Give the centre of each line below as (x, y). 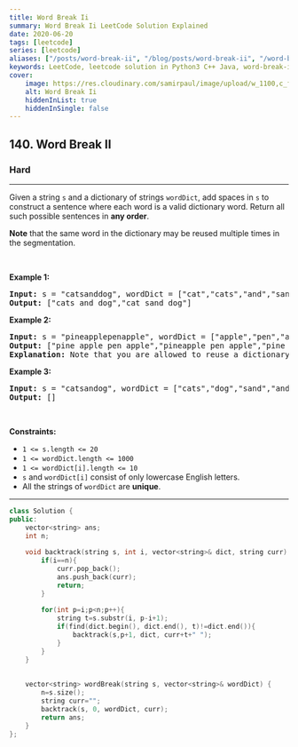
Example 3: (30, 371)
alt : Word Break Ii (61, 91)
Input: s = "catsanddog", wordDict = (91, 294)
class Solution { (41, 511)
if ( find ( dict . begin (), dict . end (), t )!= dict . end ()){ (156, 627)
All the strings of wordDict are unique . (91, 486)
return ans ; (63, 717)
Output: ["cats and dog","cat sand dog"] (101, 302)
